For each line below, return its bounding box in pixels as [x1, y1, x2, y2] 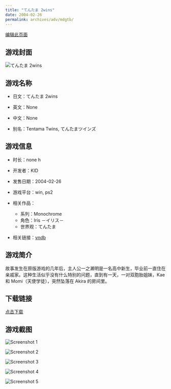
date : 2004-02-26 [5, 12, 42, 17]
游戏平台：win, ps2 [12, 189, 53, 195]
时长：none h [12, 157, 41, 163]
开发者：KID [12, 167, 39, 173]
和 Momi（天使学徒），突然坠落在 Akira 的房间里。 [5, 278, 110, 284]
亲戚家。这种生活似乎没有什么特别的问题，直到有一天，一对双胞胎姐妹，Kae [5, 271, 165, 278]
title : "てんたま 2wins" [5, 7, 55, 13]
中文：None [12, 115, 38, 121]
